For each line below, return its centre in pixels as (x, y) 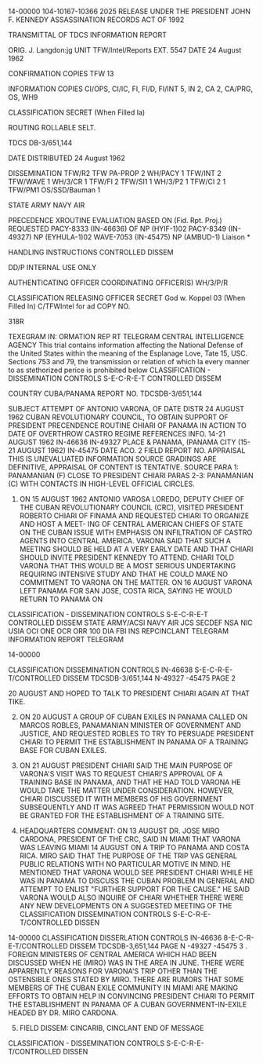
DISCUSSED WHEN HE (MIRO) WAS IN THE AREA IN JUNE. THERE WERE (126, 963)
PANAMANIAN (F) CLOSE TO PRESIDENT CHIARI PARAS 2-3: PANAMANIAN (131, 475)
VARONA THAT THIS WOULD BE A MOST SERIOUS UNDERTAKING (128, 566)
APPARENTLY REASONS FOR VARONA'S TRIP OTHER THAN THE (113, 971)
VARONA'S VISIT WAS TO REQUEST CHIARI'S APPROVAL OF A (121, 774)
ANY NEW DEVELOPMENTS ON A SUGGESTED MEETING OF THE (126, 906)
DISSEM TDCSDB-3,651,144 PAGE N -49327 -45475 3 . (159, 946)
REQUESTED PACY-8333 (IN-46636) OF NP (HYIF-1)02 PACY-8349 (117, 228)
